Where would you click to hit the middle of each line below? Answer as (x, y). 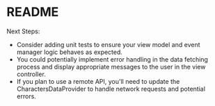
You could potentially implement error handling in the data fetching (112, 59)
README (33, 12)
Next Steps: (23, 31)
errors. (26, 96)
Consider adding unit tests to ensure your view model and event (108, 44)
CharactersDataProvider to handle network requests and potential (111, 89)
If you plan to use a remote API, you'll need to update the (98, 81)
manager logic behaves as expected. (70, 52)
